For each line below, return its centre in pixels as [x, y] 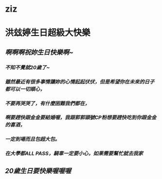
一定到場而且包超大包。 [32, 139]
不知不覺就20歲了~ [27, 67]
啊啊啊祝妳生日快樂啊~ [39, 52]
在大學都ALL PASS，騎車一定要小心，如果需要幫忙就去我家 [74, 154]
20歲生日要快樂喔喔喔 [38, 171]
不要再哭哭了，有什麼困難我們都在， [47, 103]
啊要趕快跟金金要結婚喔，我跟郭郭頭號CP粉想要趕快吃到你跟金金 [81, 118]
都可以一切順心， [25, 89]
